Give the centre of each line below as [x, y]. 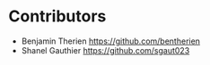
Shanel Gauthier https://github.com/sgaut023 [105, 50]
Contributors [57, 16]
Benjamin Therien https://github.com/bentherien [111, 41]
